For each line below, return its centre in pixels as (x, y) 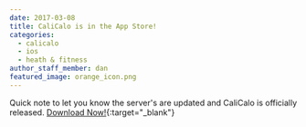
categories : (32, 34)
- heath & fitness (53, 60)
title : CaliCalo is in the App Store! (83, 26)
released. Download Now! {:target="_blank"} (92, 112)
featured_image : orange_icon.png (73, 77)
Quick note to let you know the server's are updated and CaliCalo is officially (153, 103)
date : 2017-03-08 (42, 18)
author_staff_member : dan (58, 69)
